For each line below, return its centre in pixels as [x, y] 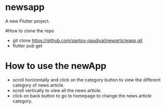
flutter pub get [27, 45]
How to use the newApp [56, 66]
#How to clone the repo [30, 30]
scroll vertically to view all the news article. [57, 90]
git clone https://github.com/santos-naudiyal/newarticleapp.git [77, 40]
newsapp [25, 7]
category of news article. [38, 85]
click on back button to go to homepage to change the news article [82, 95]
